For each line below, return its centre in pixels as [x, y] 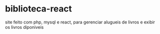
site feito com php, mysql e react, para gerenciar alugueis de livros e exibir [80, 22]
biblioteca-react [39, 9]
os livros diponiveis [24, 27]
